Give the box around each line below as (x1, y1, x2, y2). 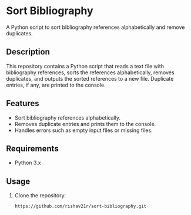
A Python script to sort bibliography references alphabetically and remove (6, 24, 185, 31)
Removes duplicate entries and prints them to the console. (14, 120, 156, 127)
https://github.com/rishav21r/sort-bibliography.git (14, 203, 147, 210)
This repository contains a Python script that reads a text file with (6, 62, 165, 70)
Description (6, 47, 50, 57)
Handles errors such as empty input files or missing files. (14, 127, 153, 134)
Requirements (6, 143, 59, 154)
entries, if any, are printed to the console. (6, 81, 106, 88)
